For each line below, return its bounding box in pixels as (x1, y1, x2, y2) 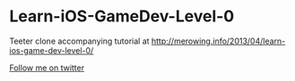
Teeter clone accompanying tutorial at (9, 36, 150, 46)
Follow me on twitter (9, 62, 85, 73)
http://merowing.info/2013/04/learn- (151, 36, 286, 46)
